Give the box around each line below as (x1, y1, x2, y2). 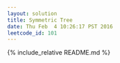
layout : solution (7, 10, 58, 17)
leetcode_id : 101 (7, 29, 58, 37)
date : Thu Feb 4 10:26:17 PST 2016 (7, 23, 113, 30)
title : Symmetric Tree (7, 17, 73, 24)
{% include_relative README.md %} (7, 48, 111, 57)
